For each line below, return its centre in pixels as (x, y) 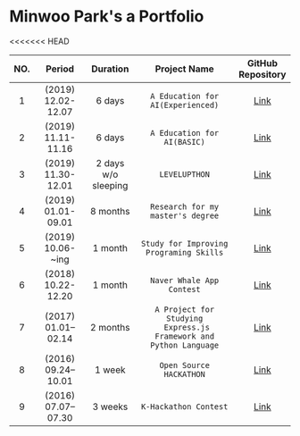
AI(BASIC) (184, 142)
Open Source (184, 365)
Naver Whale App (185, 280)
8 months (110, 211)
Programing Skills (185, 252)
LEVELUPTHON (184, 174)
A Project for (185, 309)
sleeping (110, 185)
